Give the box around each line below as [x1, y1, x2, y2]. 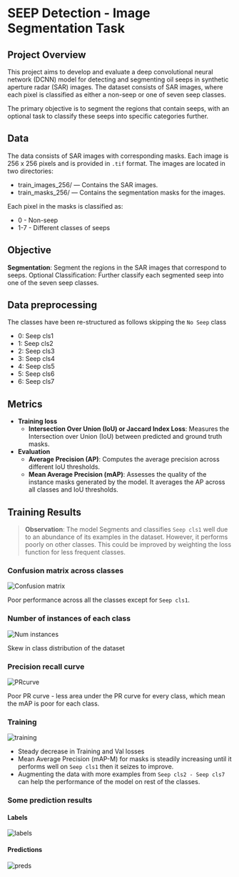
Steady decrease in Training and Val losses [17, 747, 145, 755]
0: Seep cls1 [17, 332, 54, 340]
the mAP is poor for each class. [7, 699, 100, 708]
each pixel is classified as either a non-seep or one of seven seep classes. [7, 91, 226, 99]
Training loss [17, 417, 58, 426]
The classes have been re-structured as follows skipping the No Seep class [7, 318, 227, 327]
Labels [7, 813, 28, 821]
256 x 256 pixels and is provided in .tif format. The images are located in [7, 159, 226, 167]
